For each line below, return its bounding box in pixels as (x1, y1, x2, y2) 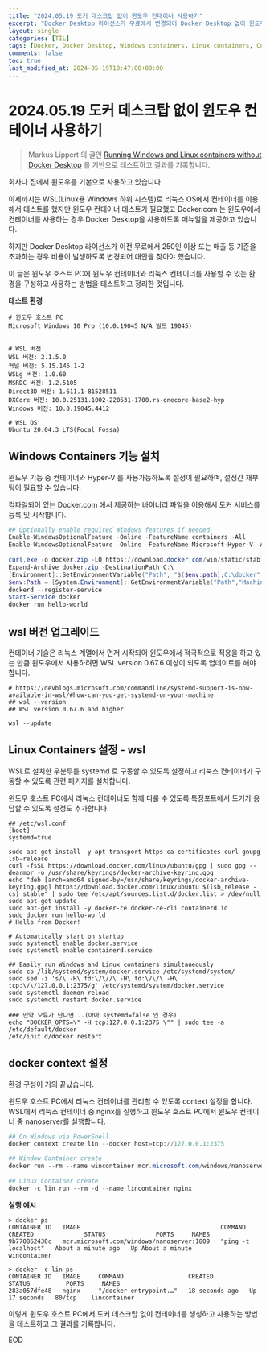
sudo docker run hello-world (8, 911, 106, 919)
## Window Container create (8, 1154, 103, 1162)
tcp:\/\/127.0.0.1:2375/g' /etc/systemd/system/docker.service (8, 981, 225, 989)
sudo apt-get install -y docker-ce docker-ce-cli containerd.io (8, 904, 228, 912)
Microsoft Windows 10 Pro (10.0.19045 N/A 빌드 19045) (8, 321, 193, 330)
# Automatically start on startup (8, 932, 125, 940)
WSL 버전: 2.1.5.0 (8, 353, 67, 361)
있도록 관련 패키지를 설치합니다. (31, 776, 131, 785)
